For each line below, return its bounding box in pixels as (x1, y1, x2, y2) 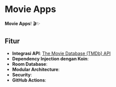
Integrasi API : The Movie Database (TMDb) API (12, 50, 111, 56)
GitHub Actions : (12, 77, 46, 83)
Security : (12, 71, 32, 77)
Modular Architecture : (12, 66, 60, 72)
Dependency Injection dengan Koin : (12, 55, 89, 61)
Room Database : (12, 61, 47, 67)
